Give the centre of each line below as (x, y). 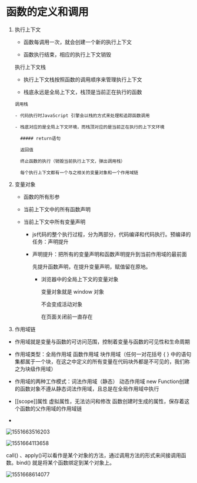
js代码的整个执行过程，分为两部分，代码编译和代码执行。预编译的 (111, 234)
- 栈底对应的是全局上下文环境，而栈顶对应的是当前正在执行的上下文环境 (89, 127)
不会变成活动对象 (62, 304)
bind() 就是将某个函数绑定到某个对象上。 (65, 462)
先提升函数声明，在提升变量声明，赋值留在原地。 (91, 267)
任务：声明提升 (50, 241)
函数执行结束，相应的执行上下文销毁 (67, 54)
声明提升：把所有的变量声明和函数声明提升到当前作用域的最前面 (109, 254)
